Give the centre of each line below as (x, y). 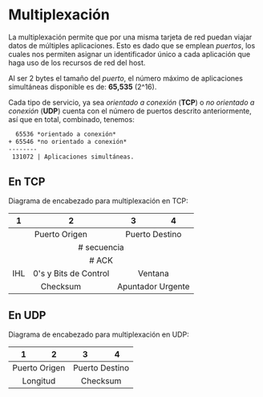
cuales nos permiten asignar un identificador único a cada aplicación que (129, 54)
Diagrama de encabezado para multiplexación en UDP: (99, 334)
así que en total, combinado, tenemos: (71, 119)
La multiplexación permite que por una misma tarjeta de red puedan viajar (130, 37)
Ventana (154, 273)
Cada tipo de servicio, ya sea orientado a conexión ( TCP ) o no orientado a (131, 102)
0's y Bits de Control (71, 273)
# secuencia (101, 248)
